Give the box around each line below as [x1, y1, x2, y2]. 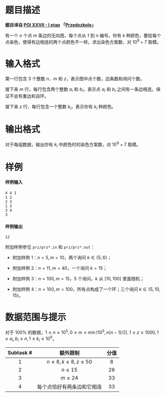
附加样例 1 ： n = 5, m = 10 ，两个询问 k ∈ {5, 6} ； [12, 254, 112, 261]
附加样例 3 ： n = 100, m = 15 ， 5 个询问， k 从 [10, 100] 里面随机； [12, 276, 145, 282]
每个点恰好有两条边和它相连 [37, 384, 102, 391]
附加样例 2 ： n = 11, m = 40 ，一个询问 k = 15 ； [12, 265, 107, 271]
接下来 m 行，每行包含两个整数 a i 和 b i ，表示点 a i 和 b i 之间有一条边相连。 [5, 86, 157, 93]
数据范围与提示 [5, 312, 67, 323]
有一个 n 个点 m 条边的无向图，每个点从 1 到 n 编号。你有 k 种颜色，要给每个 [5, 32, 162, 38]
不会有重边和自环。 [9, 93, 49, 99]
